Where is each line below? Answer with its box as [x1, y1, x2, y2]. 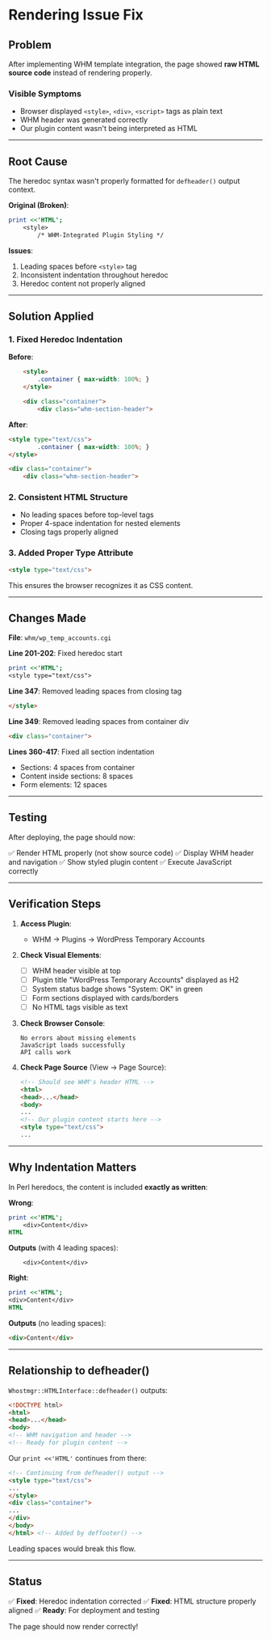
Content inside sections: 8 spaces [19, 771, 133, 781]
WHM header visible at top [31, 965, 121, 976]
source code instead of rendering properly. [8, 68, 152, 78]
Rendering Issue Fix [8, 6, 144, 24]
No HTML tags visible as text [31, 1002, 128, 1012]
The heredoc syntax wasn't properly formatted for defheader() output [8, 176, 240, 186]
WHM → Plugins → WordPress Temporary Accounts [31, 934, 206, 944]
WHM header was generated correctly [19, 115, 148, 125]
